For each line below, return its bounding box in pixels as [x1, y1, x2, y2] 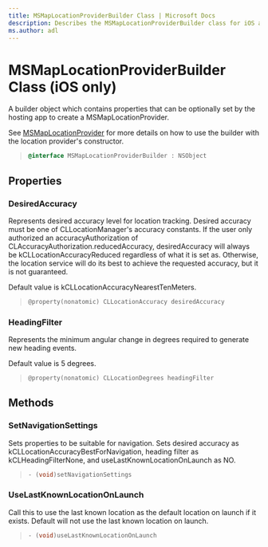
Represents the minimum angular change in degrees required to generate [8, 335, 250, 344]
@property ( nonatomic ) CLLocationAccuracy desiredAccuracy [27, 297, 225, 305]
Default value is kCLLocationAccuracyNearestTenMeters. [8, 282, 197, 292]
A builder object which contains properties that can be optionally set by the [8, 104, 255, 114]
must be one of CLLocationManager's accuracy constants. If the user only [8, 224, 253, 234]
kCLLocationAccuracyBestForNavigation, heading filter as [8, 447, 199, 456]
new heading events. [8, 344, 77, 353]
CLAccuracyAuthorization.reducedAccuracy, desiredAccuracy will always [8, 241, 250, 251]
